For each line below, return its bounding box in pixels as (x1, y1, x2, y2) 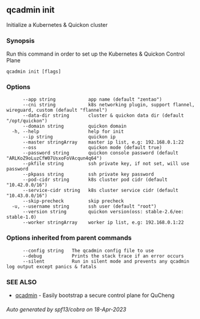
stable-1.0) (6, 214, 37, 221)
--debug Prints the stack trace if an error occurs (22, 253, 184, 259)
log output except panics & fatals (6, 263, 97, 269)
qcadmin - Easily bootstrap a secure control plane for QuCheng (15, 291, 175, 299)
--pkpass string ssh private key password (22, 171, 154, 178)
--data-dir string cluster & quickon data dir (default (22, 112, 184, 119)
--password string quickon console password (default (22, 150, 179, 156)
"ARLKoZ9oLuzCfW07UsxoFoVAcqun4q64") (6, 155, 102, 161)
